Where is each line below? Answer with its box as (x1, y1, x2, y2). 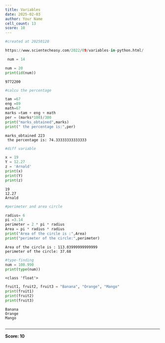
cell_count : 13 (5, 21, 36, 26)
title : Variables (5, 7, 41, 12)
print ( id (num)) (5, 70, 36, 75)
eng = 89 (5, 102, 21, 106)
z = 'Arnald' (5, 164, 32, 169)
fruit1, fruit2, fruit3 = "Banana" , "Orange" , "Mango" (5, 284, 120, 289)
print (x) (5, 169, 23, 173)
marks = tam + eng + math (5, 110, 56, 115)
